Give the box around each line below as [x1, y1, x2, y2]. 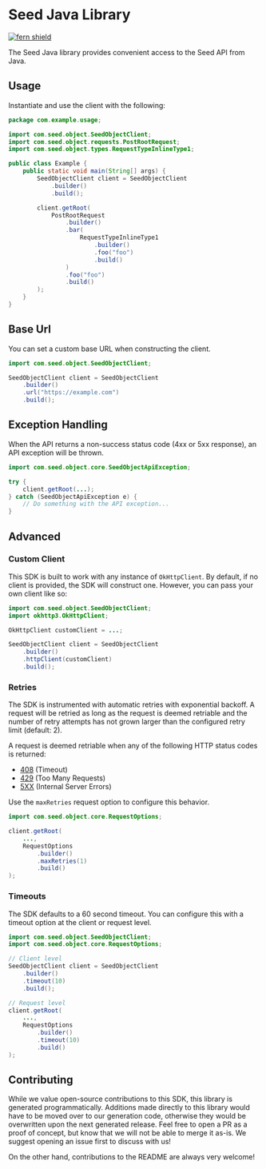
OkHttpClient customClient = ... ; [8, 626, 124, 634]
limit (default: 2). [8, 725, 62, 735]
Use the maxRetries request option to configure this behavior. [8, 797, 210, 807]
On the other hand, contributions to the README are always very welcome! [8, 1152, 256, 1162]
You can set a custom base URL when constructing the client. [8, 344, 211, 353]
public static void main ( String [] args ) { [22, 167, 166, 175]
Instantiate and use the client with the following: [8, 100, 166, 110]
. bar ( [65, 226, 84, 234]
